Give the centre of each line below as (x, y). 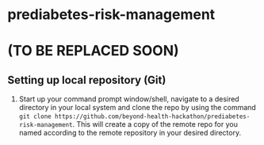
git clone (35, 116)
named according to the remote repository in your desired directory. (130, 133)
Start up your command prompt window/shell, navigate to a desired (129, 99)
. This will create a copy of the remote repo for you (155, 124)
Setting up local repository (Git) (87, 80)
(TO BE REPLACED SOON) (93, 51)
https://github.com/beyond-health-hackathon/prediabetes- (152, 116)
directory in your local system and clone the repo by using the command (138, 108)
